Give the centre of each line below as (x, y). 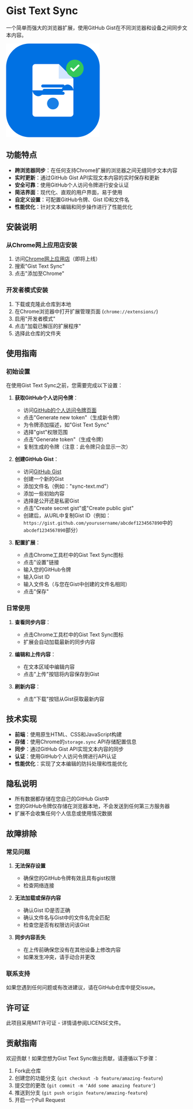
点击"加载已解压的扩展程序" (48, 326)
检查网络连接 (39, 886)
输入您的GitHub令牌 (47, 570)
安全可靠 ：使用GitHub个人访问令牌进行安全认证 (72, 185)
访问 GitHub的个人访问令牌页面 (60, 410)
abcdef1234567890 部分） (52, 530)
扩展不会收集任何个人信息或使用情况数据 (63, 814)
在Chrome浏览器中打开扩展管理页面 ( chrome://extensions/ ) (86, 311)
